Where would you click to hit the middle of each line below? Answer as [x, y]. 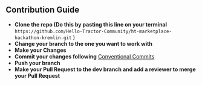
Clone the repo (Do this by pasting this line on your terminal [91, 24]
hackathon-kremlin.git [43, 38]
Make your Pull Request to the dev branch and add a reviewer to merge [105, 69]
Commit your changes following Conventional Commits [84, 56]
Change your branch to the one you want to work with [83, 43]
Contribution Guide [43, 10]
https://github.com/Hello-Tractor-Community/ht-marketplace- [93, 31]
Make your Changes [40, 50]
